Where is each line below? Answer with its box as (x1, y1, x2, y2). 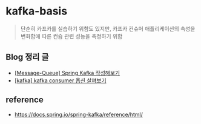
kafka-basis (5, 4, 68, 18)
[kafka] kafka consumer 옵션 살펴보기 (14, 77, 107, 84)
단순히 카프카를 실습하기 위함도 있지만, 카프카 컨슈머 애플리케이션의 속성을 (20, 25, 196, 32)
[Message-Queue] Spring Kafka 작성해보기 (14, 69, 120, 76)
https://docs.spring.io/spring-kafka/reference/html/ (14, 111, 143, 118)
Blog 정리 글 (5, 52, 49, 62)
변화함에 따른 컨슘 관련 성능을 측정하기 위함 (20, 32, 123, 40)
